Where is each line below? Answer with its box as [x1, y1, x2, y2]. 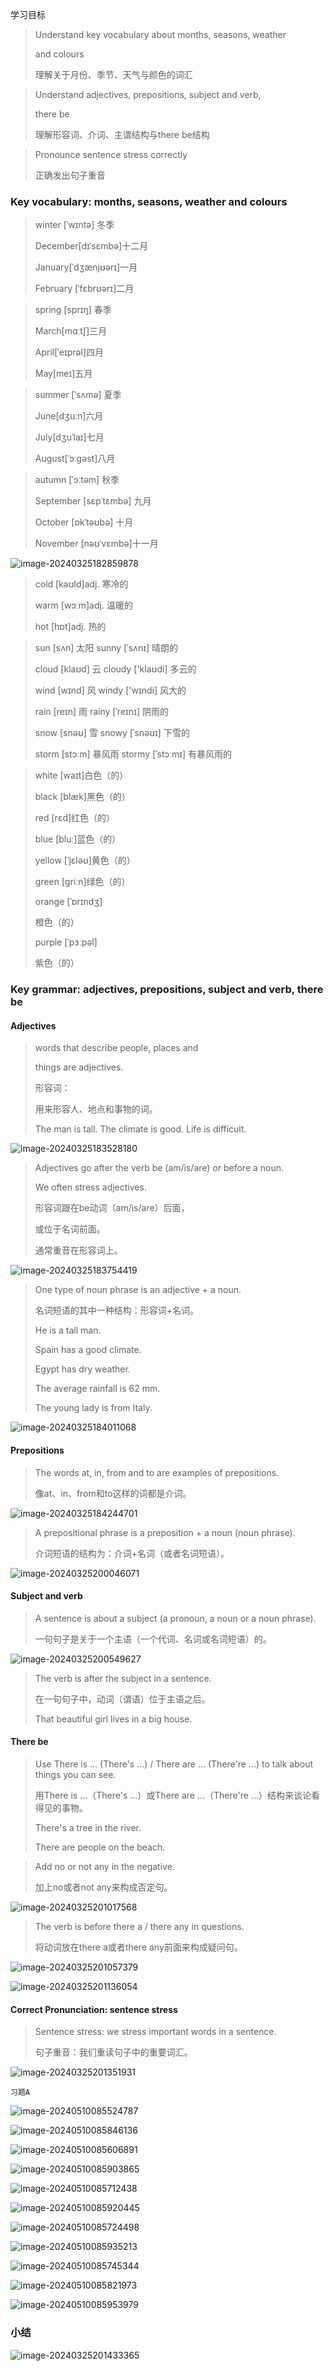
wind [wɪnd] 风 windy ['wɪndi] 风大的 [34, 684, 187, 697]
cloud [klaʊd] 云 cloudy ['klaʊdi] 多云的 [34, 663, 197, 675]
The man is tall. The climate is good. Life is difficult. [34, 1123, 247, 1135]
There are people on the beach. [34, 1841, 166, 1853]
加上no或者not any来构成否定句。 [34, 1881, 173, 1893]
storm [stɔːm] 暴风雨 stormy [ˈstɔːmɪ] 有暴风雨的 [34, 748, 232, 760]
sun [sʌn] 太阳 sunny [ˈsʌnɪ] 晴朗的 [34, 642, 179, 654]
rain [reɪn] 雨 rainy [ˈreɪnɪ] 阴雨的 [34, 706, 169, 718]
